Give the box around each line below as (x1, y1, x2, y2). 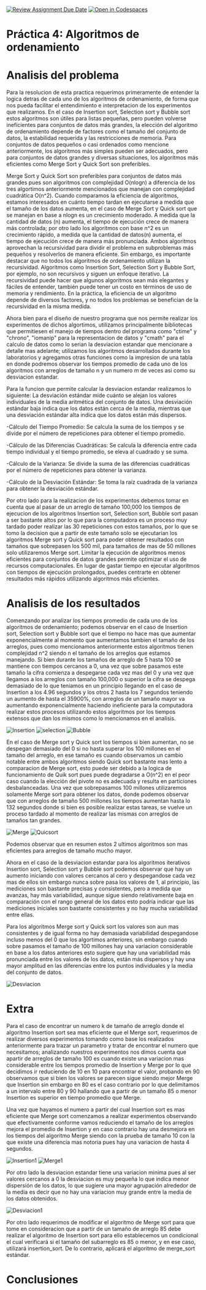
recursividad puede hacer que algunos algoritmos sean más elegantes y (6, 277, 189, 284)
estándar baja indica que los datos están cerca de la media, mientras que (6, 405, 191, 412)
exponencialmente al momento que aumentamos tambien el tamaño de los (6, 636, 195, 644)
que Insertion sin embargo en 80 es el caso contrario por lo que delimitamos (6, 1081, 200, 1088)
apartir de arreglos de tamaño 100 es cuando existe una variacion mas (6, 1055, 185, 1062)
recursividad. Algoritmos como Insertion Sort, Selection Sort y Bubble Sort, (6, 264, 196, 271)
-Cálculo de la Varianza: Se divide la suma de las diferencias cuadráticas (6, 460, 190, 468)
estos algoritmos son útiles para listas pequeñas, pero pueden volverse (6, 115, 187, 122)
